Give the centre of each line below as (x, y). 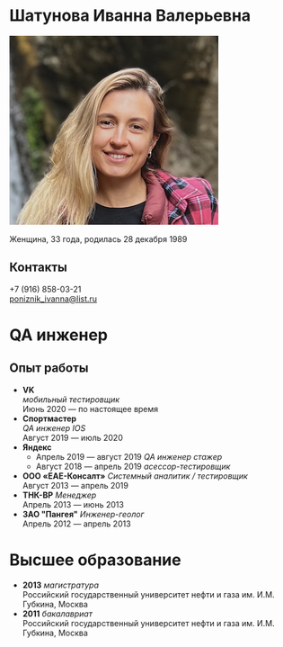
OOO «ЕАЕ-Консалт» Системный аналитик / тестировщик (135, 476)
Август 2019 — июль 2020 (72, 437)
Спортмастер (49, 418)
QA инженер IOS (54, 427)
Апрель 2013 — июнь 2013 (73, 504)
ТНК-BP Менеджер (59, 495)
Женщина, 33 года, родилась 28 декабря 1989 (98, 238)
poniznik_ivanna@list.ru (53, 299)
